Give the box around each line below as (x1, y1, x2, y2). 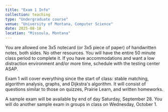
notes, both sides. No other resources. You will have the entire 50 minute (5, 50, 156, 56)
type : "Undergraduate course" (5, 17, 69, 22)
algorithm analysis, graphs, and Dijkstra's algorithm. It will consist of (5, 81, 146, 87)
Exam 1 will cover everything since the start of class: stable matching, (5, 76, 149, 81)
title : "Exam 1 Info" (5, 7, 51, 13)
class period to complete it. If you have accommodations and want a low (5, 55, 155, 61)
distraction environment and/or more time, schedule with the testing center (5, 61, 160, 66)
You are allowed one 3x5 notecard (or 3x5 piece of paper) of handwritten (5, 45, 156, 50)
